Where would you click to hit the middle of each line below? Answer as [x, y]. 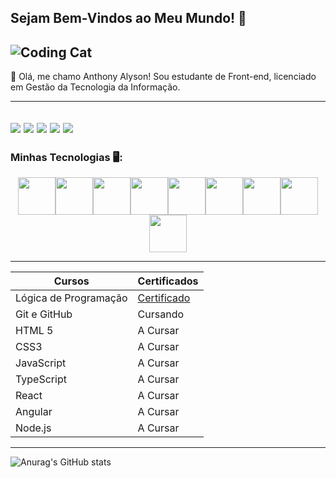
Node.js [33, 428]
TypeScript [41, 379]
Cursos [71, 281]
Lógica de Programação [71, 298]
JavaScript [41, 363]
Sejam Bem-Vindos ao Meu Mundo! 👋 [128, 18]
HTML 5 [34, 330]
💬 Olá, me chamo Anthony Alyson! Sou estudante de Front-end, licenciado [163, 77]
